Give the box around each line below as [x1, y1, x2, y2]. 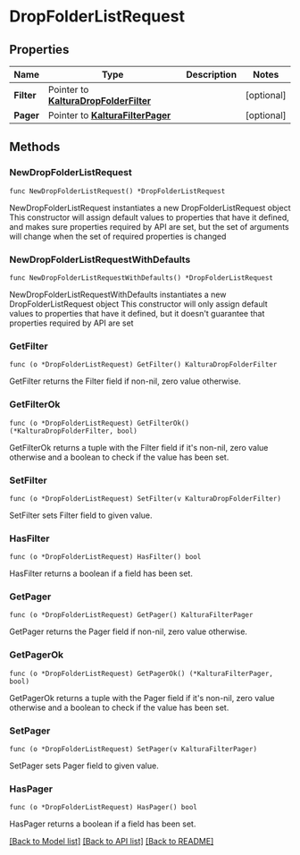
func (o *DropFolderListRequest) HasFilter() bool [9, 553, 202, 562]
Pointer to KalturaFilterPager [47, 109, 171, 122]
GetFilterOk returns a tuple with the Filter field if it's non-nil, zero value [9, 442, 269, 453]
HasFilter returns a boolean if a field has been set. [9, 568, 194, 579]
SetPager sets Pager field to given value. [9, 760, 159, 771]
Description [186, 69, 237, 80]
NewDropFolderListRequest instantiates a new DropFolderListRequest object [9, 202, 291, 213]
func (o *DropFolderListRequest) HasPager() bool [9, 803, 198, 812]
